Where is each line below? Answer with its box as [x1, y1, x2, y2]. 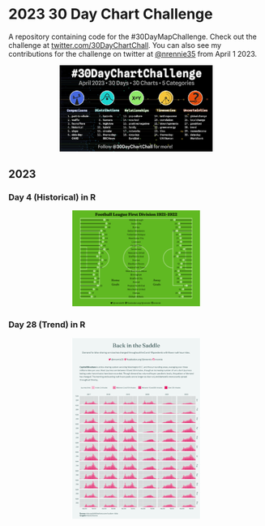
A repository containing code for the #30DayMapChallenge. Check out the [8, 32, 258, 41]
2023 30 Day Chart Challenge [8, 5, 213, 24]
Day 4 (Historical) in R [8, 192, 96, 203]
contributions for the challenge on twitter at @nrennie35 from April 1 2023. [8, 49, 258, 58]
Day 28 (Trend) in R [8, 319, 86, 330]
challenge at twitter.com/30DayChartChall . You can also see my [8, 40, 221, 50]
